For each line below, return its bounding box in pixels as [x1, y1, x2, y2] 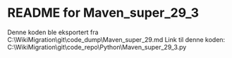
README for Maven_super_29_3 [7, 5, 200, 21]
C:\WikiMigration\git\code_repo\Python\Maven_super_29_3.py [7, 43, 187, 51]
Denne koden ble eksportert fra [7, 28, 99, 36]
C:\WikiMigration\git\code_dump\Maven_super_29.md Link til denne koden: [7, 35, 226, 43]
